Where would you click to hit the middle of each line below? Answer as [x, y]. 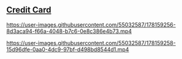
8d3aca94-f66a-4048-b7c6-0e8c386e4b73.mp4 [69, 31]
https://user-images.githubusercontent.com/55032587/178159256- [91, 24]
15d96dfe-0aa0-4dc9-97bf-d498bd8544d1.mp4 [68, 49]
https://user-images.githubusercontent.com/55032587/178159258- [91, 43]
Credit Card [29, 10]
